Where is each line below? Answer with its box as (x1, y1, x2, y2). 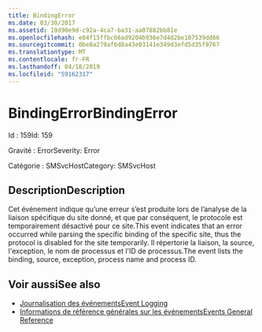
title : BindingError (8, 11, 76, 20)
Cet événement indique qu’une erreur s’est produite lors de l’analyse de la (8, 204, 247, 214)
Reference (19, 315, 54, 325)
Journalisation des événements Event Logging (19, 299, 168, 308)
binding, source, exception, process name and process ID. (8, 255, 197, 264)
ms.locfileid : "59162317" (8, 70, 93, 78)
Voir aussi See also (8, 278, 101, 291)
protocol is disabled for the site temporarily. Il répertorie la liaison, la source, (8, 238, 255, 248)
